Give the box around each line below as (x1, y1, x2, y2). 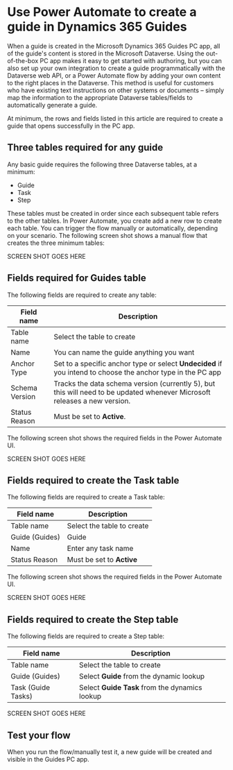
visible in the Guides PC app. (7, 755, 89, 763)
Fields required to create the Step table (7, 613, 179, 625)
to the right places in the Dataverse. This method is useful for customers (7, 78, 214, 87)
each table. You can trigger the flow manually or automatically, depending (7, 223, 218, 232)
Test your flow (7, 729, 71, 741)
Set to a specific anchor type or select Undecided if (53, 359, 223, 368)
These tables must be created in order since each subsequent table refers (7, 209, 219, 217)
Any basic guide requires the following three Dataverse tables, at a (7, 160, 198, 169)
